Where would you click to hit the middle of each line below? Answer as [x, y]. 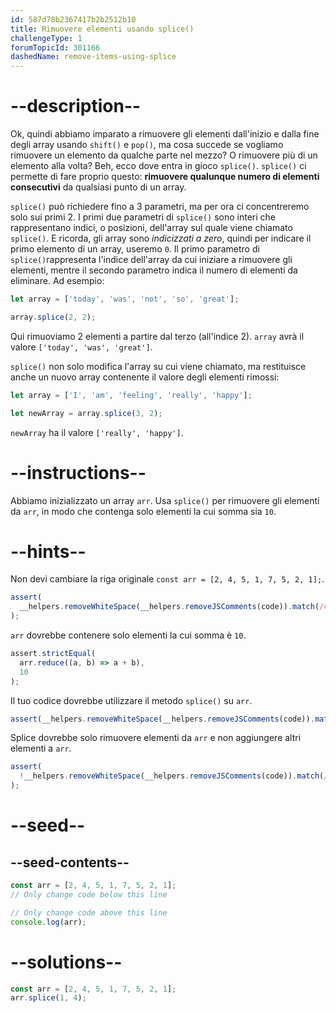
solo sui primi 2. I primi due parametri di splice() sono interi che [143, 217]
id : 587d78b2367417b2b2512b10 [73, 19]
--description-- [76, 106]
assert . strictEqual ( [53, 654]
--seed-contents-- [70, 862]
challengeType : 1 [46, 38]
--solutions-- [66, 962]
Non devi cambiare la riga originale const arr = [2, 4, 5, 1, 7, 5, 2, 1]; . [167, 579]
